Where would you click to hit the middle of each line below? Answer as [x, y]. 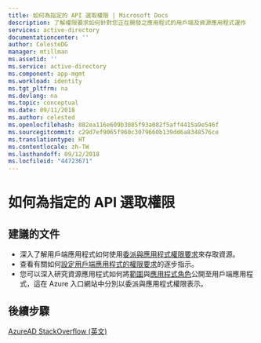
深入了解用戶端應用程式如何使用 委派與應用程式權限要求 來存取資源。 [129, 254]
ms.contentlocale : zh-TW [49, 147]
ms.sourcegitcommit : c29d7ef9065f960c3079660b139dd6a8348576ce [114, 132]
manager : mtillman [38, 52]
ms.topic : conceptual [43, 103]
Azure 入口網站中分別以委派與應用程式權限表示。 [128, 284]
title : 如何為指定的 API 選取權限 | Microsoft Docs [88, 15]
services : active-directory [54, 30]
